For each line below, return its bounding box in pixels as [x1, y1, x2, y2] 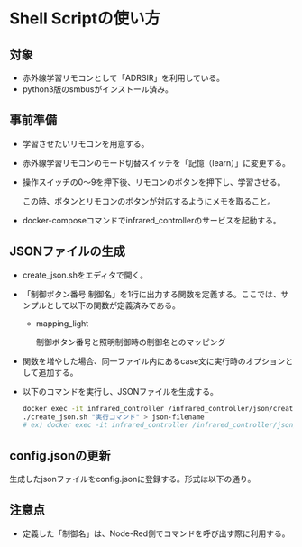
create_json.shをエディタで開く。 [22, 269, 149, 280]
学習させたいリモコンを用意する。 [22, 138, 150, 149]
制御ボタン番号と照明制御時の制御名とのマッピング [35, 336, 226, 347]
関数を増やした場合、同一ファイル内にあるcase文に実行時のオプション [22, 355, 286, 366]
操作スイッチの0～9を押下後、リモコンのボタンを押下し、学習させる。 [22, 177, 286, 187]
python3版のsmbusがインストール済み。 [22, 84, 173, 95]
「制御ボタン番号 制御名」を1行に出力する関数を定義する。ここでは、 [22, 288, 281, 299]
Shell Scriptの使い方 [9, 8, 161, 29]
